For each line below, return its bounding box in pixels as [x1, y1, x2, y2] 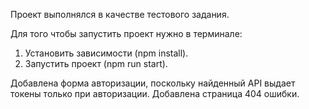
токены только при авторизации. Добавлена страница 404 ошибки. [10, 88, 300, 99]
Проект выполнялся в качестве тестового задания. [10, 9, 230, 20]
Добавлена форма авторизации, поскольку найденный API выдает [10, 77, 296, 89]
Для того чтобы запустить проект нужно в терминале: [10, 28, 243, 39]
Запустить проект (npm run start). [24, 58, 168, 69]
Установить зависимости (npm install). [24, 47, 189, 59]
